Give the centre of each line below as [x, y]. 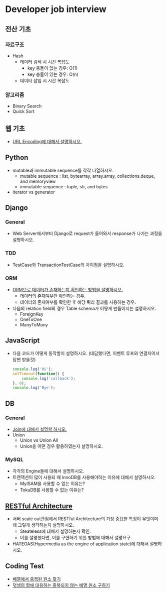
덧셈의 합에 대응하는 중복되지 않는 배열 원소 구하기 [61, 585]
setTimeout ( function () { [38, 374]
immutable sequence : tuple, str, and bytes [64, 186]
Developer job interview [56, 9]
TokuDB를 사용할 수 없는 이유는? [52, 490]
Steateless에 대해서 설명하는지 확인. [55, 531]
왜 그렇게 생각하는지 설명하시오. [43, 525]
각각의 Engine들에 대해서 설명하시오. [48, 471]
